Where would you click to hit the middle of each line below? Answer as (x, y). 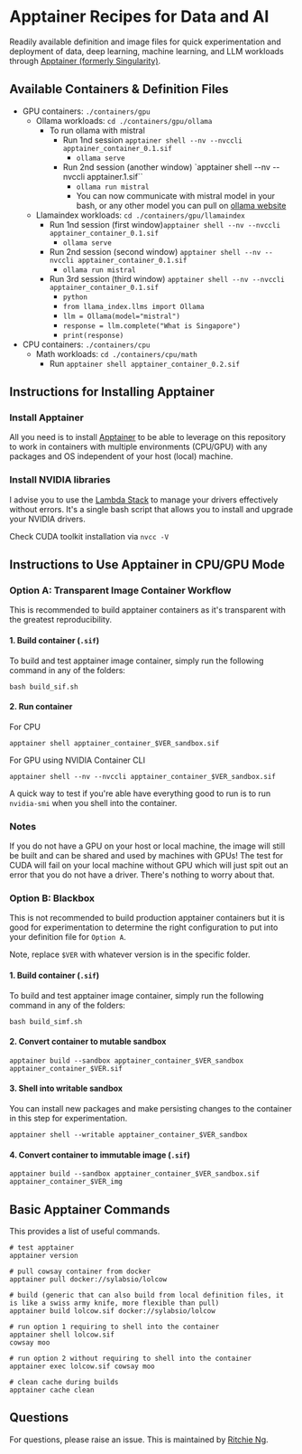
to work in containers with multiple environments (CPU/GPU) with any (138, 447)
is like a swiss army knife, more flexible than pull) (114, 1303)
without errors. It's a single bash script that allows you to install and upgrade (151, 509)
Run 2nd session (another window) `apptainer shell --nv (166, 167)
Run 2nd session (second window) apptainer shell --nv (155, 251)
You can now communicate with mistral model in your (176, 195)
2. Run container (41, 707)
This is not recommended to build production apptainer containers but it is (147, 918)
